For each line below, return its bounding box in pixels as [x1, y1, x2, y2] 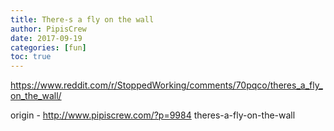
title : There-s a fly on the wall [10, 14, 155, 25]
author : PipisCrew [10, 24, 87, 34]
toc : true [10, 52, 52, 62]
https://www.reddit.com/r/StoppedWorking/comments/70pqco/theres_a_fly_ [10, 79, 323, 91]
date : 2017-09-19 [10, 33, 83, 43]
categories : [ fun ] [10, 42, 87, 53]
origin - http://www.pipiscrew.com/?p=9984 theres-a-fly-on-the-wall [10, 109, 296, 121]
